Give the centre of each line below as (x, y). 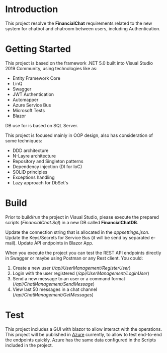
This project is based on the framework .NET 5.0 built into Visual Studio (79, 63)
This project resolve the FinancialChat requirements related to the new (79, 23)
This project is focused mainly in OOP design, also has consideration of (79, 135)
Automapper (25, 99)
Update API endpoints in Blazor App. (55, 243)
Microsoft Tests (29, 110)
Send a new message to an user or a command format (69, 278)
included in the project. (29, 345)
